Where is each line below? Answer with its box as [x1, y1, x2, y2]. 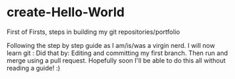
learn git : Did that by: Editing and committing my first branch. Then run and [6, 49, 229, 57]
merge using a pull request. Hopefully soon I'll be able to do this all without [6, 56, 226, 64]
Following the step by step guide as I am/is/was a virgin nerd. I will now [6, 41, 215, 49]
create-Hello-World [6, 4, 125, 20]
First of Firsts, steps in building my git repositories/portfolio [6, 28, 180, 36]
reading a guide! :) [6, 63, 61, 72]
